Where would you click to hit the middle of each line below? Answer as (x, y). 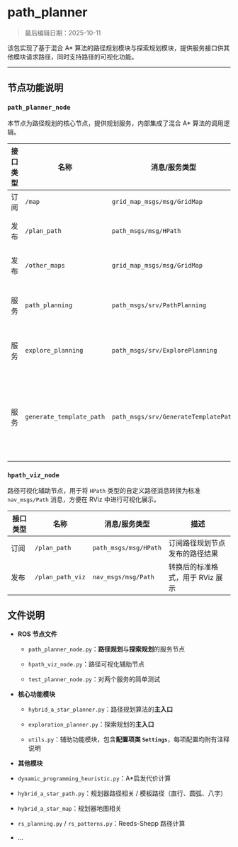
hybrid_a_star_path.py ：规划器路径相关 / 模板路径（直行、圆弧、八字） (122, 793)
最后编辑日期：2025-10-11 (63, 33)
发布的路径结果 (193, 553)
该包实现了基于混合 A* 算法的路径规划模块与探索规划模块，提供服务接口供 (116, 47)
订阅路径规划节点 (197, 542)
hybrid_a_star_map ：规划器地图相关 (69, 808)
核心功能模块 (36, 694)
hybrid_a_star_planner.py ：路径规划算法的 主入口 (101, 709)
